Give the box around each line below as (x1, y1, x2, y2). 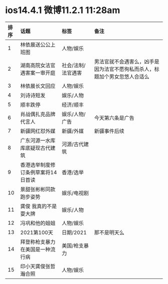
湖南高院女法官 (20, 62, 56, 69)
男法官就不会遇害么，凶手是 (94, 58, 159, 65)
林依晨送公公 (20, 41, 51, 48)
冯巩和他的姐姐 (20, 219, 56, 226)
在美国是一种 (20, 246, 51, 253)
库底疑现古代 (20, 144, 51, 151)
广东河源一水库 (20, 137, 56, 144)
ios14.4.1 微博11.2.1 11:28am (5, 5, 120, 16)
